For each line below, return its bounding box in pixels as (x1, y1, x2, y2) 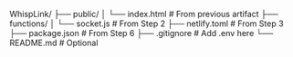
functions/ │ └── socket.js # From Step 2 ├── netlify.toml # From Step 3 (9, 18, 285, 29)
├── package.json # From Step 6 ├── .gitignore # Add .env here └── (9, 28, 274, 38)
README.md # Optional (9, 37, 99, 48)
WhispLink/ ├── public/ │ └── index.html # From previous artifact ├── (9, 9, 278, 19)
